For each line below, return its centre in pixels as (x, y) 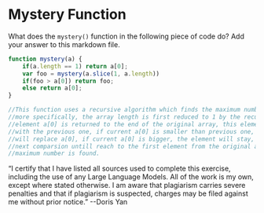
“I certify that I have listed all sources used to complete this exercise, (119, 169)
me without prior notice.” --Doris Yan (68, 202)
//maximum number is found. (54, 154)
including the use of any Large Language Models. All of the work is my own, (131, 177)
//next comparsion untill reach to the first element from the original (130, 146)
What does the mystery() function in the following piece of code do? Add (126, 36)
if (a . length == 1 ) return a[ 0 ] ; (75, 66)
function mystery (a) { (45, 59)
